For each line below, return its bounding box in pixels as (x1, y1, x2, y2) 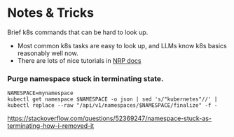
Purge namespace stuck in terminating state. (7, 73, 164, 83)
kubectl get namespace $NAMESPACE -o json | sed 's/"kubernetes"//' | (7, 96, 218, 103)
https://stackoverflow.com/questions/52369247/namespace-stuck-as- (7, 114, 212, 123)
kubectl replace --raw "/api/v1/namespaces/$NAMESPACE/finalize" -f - (7, 102, 218, 109)
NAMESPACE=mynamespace (7, 89, 74, 97)
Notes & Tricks (7, 5, 95, 21)
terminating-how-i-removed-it (7, 122, 95, 130)
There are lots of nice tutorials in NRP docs (17, 56, 142, 64)
